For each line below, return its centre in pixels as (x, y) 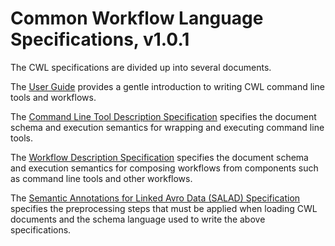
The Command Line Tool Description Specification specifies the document (163, 116)
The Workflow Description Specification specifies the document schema (159, 157)
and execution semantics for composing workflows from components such (164, 168)
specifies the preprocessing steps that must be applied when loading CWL (164, 208)
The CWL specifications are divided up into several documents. (141, 67)
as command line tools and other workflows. (101, 178)
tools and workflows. (53, 97)
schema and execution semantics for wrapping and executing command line (167, 127)
